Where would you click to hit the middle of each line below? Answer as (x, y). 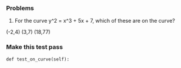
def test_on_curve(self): (38, 59)
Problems (20, 8)
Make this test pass (35, 47)
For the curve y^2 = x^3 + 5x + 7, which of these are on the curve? (95, 21)
